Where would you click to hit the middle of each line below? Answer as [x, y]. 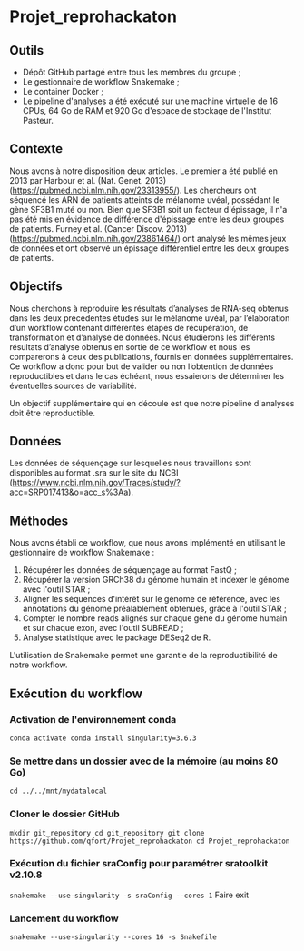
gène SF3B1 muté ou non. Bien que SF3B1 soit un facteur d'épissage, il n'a [148, 209]
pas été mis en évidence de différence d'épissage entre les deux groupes [147, 219]
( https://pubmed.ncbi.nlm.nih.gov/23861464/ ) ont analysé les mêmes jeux [148, 238]
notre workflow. [39, 665]
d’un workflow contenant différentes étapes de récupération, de [129, 327]
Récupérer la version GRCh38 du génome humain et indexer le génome [156, 580]
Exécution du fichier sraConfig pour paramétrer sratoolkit [139, 864]
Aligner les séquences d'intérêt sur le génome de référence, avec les [152, 599]
